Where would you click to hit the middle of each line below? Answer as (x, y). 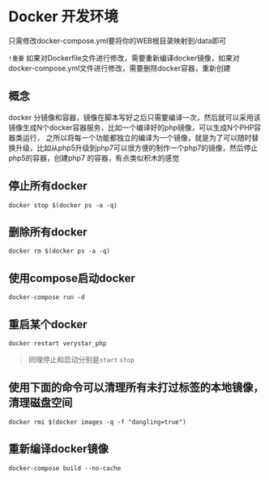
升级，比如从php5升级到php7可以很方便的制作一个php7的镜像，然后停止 (137, 148)
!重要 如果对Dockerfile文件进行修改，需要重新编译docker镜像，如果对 (124, 58)
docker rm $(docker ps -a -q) (60, 251)
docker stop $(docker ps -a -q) (63, 205)
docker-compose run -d (47, 297)
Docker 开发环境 (64, 17)
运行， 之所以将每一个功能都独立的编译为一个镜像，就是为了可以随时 (137, 137)
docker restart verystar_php (58, 344)
